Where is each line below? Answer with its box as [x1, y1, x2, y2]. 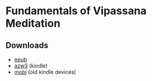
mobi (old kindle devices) [14, 69, 77, 75]
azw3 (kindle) [14, 62, 48, 69]
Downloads [5, 40, 49, 50]
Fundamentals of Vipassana [5, 4, 147, 18]
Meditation [5, 17, 61, 30]
